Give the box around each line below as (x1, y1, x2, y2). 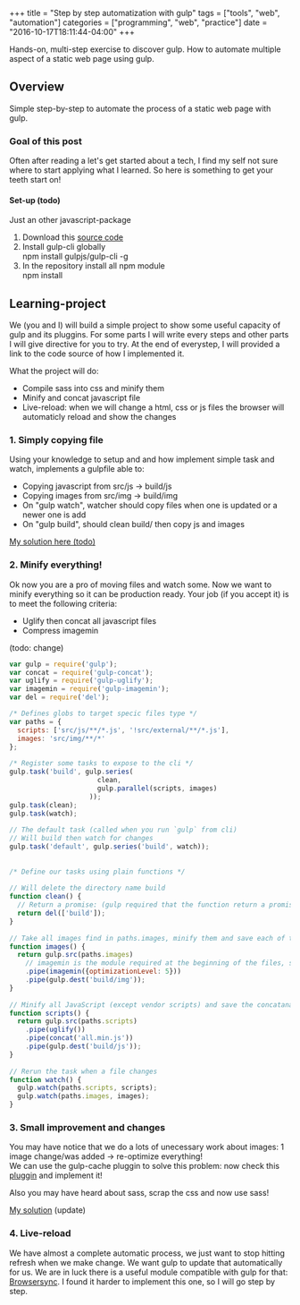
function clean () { (9, 892, 82, 901)
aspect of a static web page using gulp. (9, 54, 154, 64)
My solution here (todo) (9, 536, 96, 547)
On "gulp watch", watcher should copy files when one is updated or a (21, 500, 279, 511)
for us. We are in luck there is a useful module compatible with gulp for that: (9, 1267, 288, 1277)
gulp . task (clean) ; (9, 800, 78, 809)
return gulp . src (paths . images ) (17, 951, 134, 960)
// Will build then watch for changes (9, 834, 154, 843)
